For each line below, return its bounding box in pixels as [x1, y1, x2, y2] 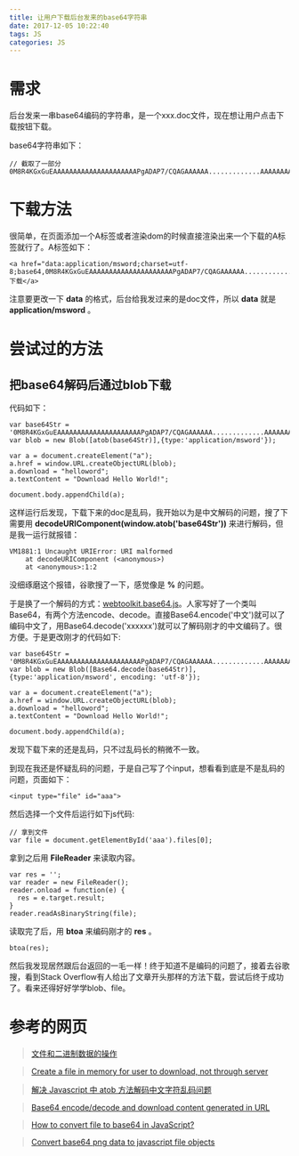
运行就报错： [32, 529, 80, 540]
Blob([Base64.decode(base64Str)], [69, 665, 198, 675]
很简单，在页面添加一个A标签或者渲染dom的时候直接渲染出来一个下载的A [9, 230, 279, 241]
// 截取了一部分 [9, 159, 61, 169]
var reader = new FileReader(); [9, 878, 129, 887]
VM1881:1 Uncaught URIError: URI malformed [9, 547, 174, 556]
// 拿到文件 [9, 829, 49, 837]
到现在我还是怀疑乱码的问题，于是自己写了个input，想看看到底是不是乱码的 [9, 763, 286, 774]
